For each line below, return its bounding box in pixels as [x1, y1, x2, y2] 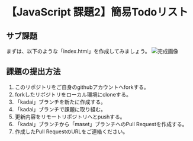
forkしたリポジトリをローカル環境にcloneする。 [14, 91, 132, 98]
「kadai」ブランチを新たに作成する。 [14, 98, 107, 105]
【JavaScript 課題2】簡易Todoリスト [6, 5, 188, 19]
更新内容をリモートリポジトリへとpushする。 [14, 113, 126, 120]
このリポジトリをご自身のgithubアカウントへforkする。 [14, 84, 149, 91]
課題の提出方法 [6, 66, 61, 77]
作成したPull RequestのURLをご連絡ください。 [14, 128, 128, 135]
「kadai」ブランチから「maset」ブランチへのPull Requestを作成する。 [14, 120, 188, 127]
